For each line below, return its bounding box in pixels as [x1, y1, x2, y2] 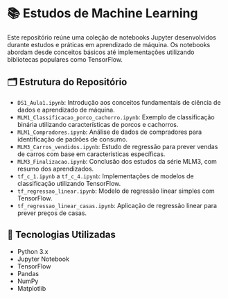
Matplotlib [17, 284, 46, 292]
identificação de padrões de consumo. [17, 135, 128, 143]
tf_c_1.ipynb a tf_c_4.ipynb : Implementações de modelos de [17, 171, 194, 180]
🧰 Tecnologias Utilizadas [7, 229, 116, 241]
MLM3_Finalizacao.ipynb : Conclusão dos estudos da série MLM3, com [17, 157, 217, 165]
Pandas [17, 269, 40, 277]
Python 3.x [17, 247, 49, 255]
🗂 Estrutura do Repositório [7, 76, 128, 88]
